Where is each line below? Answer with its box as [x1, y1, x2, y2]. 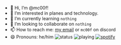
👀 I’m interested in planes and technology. [10, 10, 99, 16]
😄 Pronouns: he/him [10, 34, 54, 40]
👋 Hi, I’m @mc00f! [10, 5, 49, 11]
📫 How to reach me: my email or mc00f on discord [10, 27, 116, 32]
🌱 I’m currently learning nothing [10, 16, 77, 21]
